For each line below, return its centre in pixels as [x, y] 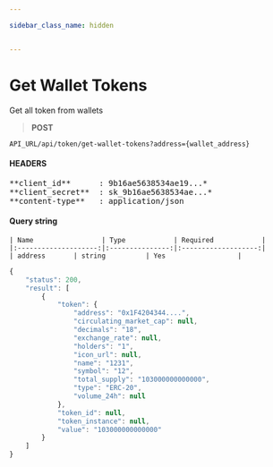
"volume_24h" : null [109, 396]
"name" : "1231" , [103, 363]
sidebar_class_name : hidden [62, 25]
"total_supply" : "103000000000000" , [141, 380]
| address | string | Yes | [126, 256]
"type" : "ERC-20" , [107, 388]
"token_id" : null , [91, 412]
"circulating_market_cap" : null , [136, 322]
